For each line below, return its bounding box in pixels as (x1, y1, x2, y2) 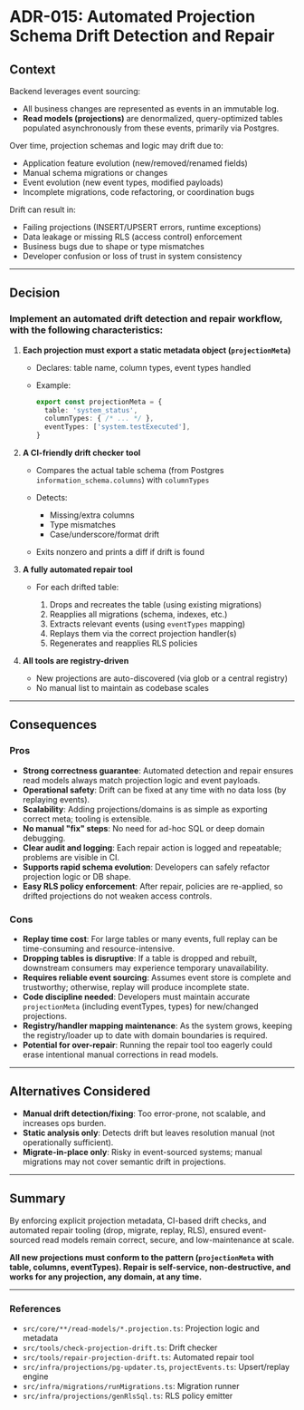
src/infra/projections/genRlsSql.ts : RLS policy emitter (22, 1390, 233, 1401)
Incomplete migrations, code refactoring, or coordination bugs (22, 187, 255, 197)
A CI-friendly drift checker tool (22, 447, 141, 459)
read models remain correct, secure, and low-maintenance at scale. (42, 1234, 295, 1245)
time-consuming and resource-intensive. (22, 943, 176, 954)
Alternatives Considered (9, 1084, 151, 1099)
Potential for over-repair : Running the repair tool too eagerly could (22, 1040, 273, 1051)
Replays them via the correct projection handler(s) (49, 628, 237, 639)
